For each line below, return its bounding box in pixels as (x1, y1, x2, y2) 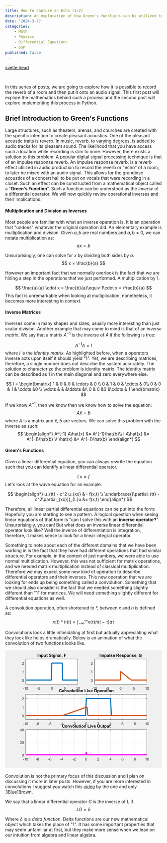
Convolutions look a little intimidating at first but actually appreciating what (5, 629, 158, 636)
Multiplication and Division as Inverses (5, 208, 87, 214)
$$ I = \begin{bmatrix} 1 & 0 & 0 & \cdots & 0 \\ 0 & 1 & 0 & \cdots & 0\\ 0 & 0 (5, 381, 162, 387)
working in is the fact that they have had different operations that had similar (5, 548, 162, 554)
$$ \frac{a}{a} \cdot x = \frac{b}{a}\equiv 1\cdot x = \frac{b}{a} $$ (15, 284, 152, 290)
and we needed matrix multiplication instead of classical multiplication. (5, 563, 150, 569)
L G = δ (76, 807, 91, 813)
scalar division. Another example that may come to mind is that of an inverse (5, 325, 162, 331)
